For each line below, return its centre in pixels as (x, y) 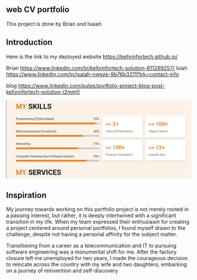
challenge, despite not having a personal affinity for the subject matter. (92, 234)
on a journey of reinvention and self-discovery (62, 271)
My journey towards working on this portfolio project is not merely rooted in (98, 209)
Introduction (29, 43)
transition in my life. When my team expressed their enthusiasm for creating (98, 222)
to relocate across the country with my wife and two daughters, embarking (96, 265)
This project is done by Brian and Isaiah (54, 24)
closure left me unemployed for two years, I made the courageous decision (97, 258)
